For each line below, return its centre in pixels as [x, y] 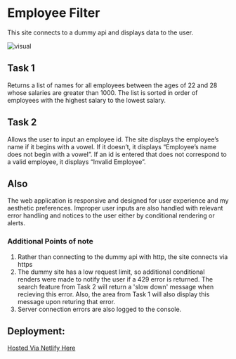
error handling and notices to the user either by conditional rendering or [111, 215]
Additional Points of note [50, 241]
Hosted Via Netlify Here [41, 348]
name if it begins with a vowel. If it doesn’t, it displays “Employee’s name [112, 146]
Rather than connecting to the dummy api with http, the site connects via [123, 257]
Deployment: [36, 331]
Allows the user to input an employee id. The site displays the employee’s [113, 139]
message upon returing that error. [66, 301]
